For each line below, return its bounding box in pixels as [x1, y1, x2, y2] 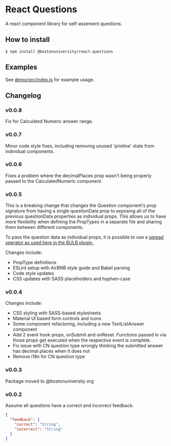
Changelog [5, 91, 41, 100]
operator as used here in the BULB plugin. [5, 240, 94, 246]
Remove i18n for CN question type [12, 353, 85, 359]
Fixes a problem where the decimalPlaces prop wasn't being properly [5, 173, 152, 179]
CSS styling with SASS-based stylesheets [12, 310, 101, 316]
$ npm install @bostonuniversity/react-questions [5, 49, 114, 54]
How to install [5, 35, 50, 44]
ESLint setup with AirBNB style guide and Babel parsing [12, 265, 131, 271]
